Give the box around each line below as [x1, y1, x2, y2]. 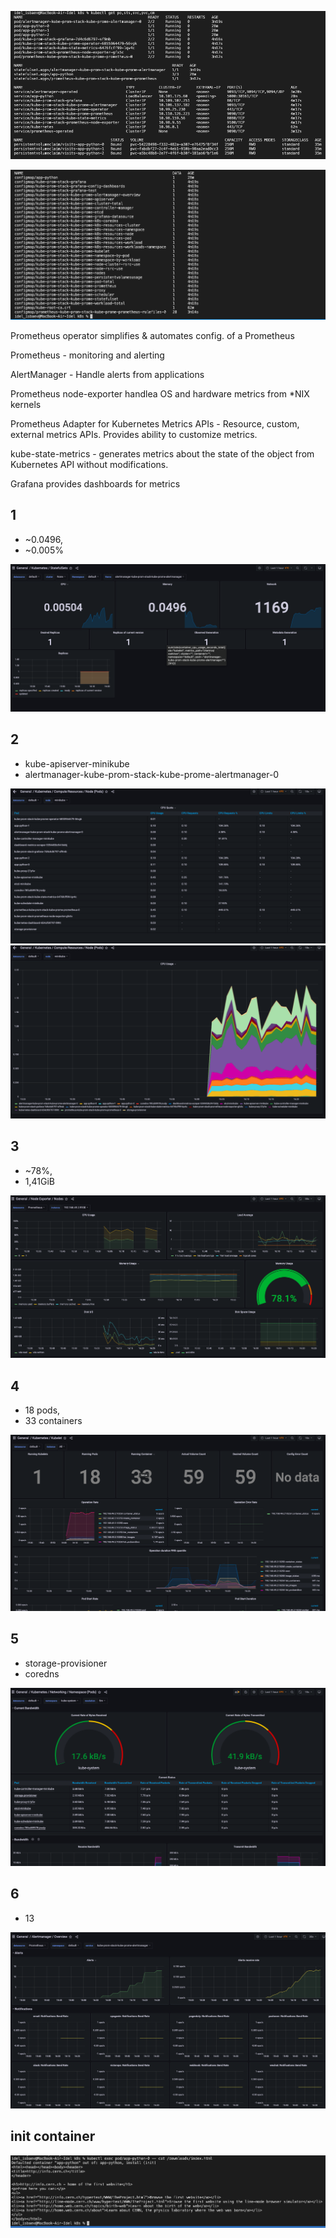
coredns [24, 1667, 60, 1680]
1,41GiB [24, 1175, 55, 1187]
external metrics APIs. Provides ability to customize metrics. [10, 428, 258, 440]
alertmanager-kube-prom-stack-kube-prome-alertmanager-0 [24, 768, 280, 780]
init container [10, 2128, 96, 2145]
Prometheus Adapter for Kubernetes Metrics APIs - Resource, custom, [10, 417, 300, 430]
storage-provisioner [24, 1657, 108, 1669]
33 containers [24, 1415, 83, 1427]
